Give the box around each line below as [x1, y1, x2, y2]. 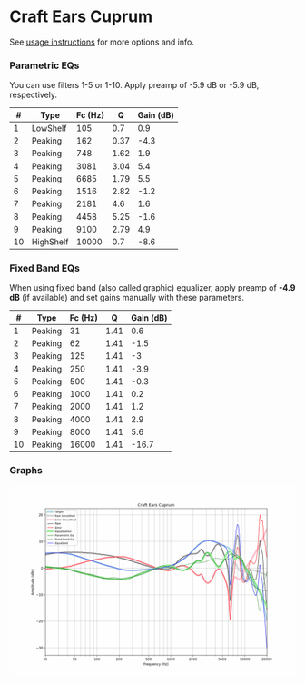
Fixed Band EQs [9, 262, 80, 274]
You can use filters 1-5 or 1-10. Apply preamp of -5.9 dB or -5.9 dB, [9, 80, 260, 91]
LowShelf [31, 123, 67, 134]
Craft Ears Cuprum [9, 6, 153, 27]
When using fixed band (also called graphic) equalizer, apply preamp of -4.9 [9, 283, 296, 293]
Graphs [9, 464, 43, 477]
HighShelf [31, 236, 69, 247]
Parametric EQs [9, 59, 80, 72]
